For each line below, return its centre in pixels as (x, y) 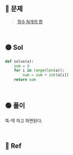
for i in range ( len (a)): (39, 70)
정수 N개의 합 (30, 22)
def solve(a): (20, 61)
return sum (25, 80)
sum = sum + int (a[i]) (46, 75)
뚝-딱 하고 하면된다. (24, 121)
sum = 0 (22, 66)
